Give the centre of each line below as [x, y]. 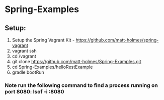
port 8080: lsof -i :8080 [34, 91]
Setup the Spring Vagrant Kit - [43, 40]
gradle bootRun [28, 72]
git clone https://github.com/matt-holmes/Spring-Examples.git [76, 61]
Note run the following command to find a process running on [81, 85]
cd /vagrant [24, 56]
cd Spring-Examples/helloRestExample [52, 67]
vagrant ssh [24, 51]
